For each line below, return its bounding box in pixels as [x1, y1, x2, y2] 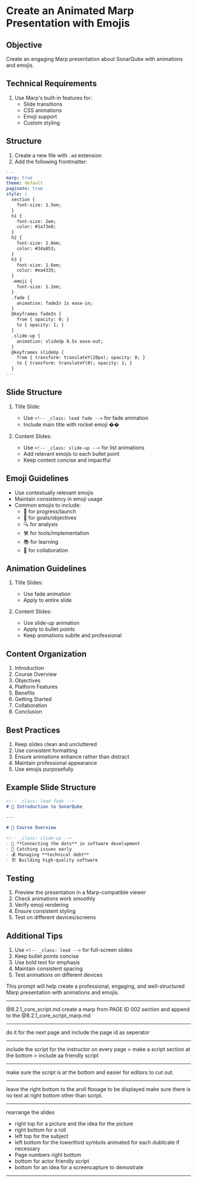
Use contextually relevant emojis [14, 489, 94, 496]
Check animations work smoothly [14, 895, 96, 902]
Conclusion [14, 708, 42, 715]
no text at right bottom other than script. [6, 1092, 103, 1099]
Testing [6, 873, 35, 883]
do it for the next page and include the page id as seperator [6, 1029, 150, 1036]
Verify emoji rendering [14, 902, 69, 909]
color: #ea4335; [16, 267, 57, 273]
